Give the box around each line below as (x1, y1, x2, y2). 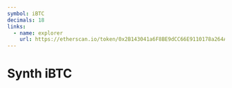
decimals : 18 (7, 17, 45, 24)
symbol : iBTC (7, 10, 45, 17)
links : (7, 23, 26, 30)
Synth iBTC (7, 66, 72, 82)
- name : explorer (13, 29, 64, 37)
